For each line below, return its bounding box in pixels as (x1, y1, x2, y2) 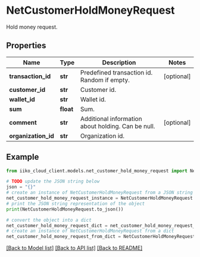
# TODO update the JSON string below (6, 178, 100, 185)
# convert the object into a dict (6, 217, 92, 223)
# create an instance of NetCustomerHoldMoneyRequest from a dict (6, 228, 174, 234)
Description (102, 58, 136, 66)
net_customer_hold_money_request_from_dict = (6, 234, 121, 240)
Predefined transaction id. (80, 68, 153, 76)
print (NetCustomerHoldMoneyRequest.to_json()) (6, 206, 124, 212)
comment (9, 118, 37, 126)
